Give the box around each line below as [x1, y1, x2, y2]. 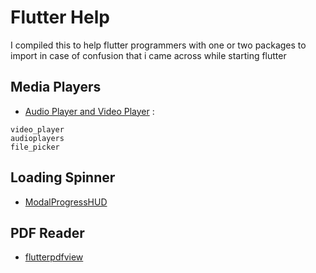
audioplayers [10, 133, 65, 143]
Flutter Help [10, 6, 110, 29]
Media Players [10, 79, 102, 96]
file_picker [10, 142, 60, 152]
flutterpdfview [24, 251, 84, 263]
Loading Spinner [10, 169, 116, 186]
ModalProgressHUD [24, 196, 108, 208]
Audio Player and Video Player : [24, 105, 155, 117]
